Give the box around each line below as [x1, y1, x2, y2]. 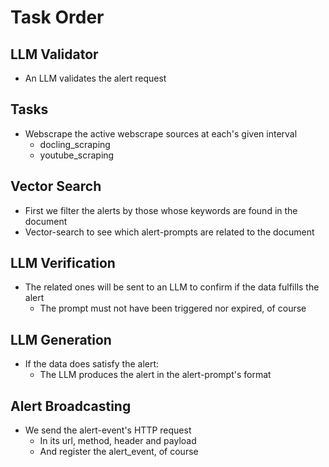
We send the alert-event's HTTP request [24, 424, 192, 436]
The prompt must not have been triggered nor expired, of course [39, 302, 307, 315]
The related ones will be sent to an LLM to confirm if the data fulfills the [24, 281, 320, 293]
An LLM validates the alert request [24, 72, 167, 84]
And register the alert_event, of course [39, 446, 199, 458]
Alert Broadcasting [10, 397, 132, 415]
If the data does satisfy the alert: [24, 358, 160, 370]
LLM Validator [10, 46, 99, 63]
